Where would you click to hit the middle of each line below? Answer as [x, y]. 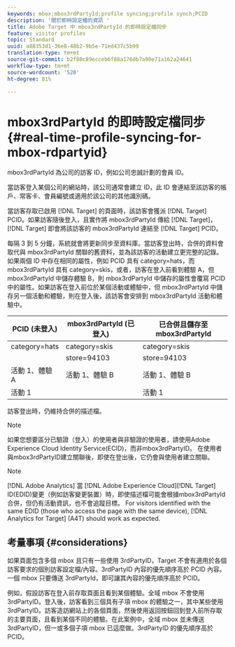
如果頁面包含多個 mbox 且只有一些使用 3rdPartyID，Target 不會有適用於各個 [117, 561]
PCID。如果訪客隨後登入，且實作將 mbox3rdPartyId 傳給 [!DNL [98, 220]
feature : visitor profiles [47, 33]
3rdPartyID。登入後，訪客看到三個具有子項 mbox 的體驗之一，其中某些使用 [115, 602]
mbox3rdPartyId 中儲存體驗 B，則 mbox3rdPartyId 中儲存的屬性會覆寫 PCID [116, 278]
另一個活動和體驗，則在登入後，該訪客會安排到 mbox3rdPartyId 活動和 [115, 296]
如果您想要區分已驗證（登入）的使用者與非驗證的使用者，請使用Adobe [109, 440]
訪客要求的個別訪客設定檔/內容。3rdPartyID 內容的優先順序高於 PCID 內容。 [116, 569]
